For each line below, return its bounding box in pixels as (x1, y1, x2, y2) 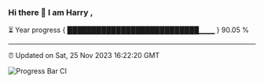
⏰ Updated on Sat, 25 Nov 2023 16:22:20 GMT (8, 51, 160, 60)
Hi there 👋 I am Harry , (8, 7, 93, 18)
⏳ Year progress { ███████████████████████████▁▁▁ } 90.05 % (8, 25, 249, 34)
